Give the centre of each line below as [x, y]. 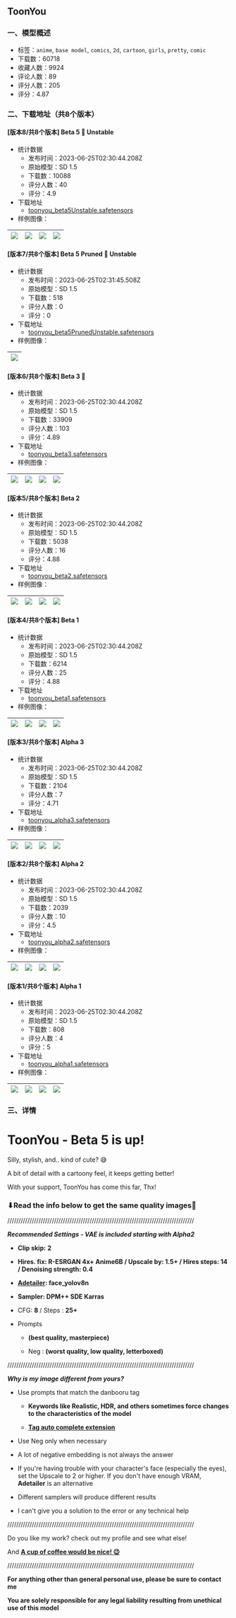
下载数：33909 [50, 420]
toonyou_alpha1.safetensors [68, 1064]
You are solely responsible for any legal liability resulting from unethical [114, 1600]
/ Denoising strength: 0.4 [55, 1269]
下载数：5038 [48, 542]
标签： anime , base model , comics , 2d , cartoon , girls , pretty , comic [112, 49]
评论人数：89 [37, 76]
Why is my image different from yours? [66, 1379]
